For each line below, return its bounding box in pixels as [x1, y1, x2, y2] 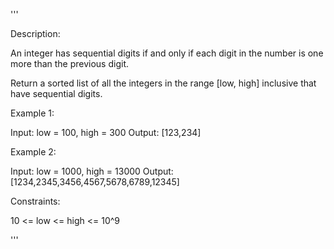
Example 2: [10, 146, 57, 158]
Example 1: [10, 107, 55, 119]
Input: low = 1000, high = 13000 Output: [10, 165, 174, 177]
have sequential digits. [10, 88, 103, 99]
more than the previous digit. [10, 58, 129, 69]
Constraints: [10, 195, 61, 207]
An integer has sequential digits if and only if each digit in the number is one [10, 47, 324, 59]
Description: [10, 28, 61, 39]
